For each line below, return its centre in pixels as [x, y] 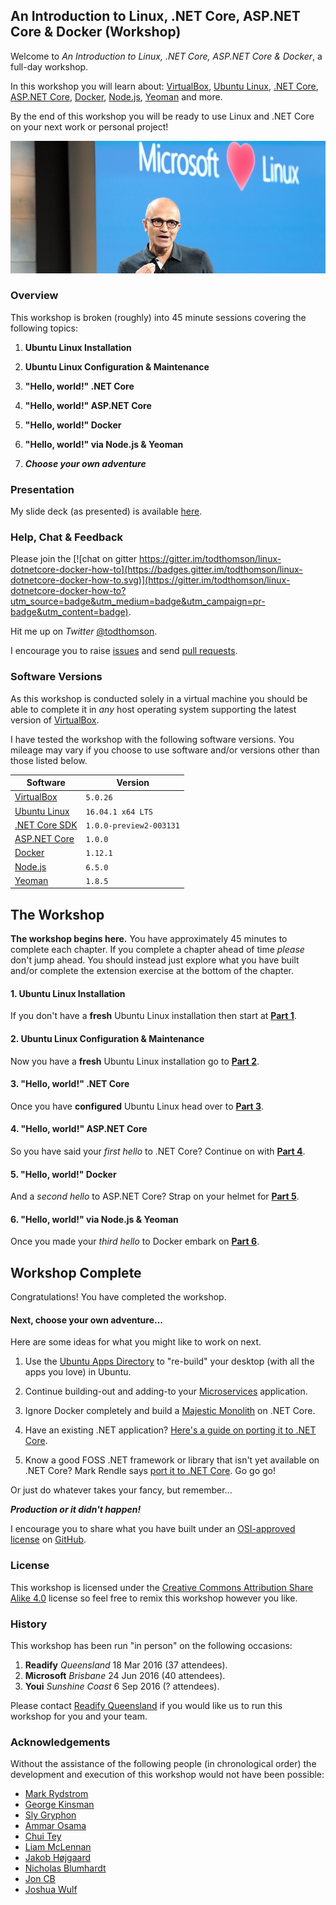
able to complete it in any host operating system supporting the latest [153, 709]
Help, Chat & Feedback [67, 537]
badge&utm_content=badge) [69, 612]
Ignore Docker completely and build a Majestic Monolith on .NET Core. [170, 1411]
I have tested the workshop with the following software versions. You [152, 739]
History [29, 1624]
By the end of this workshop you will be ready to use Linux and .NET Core [162, 116]
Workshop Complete [76, 1272]
